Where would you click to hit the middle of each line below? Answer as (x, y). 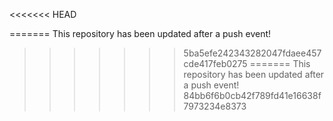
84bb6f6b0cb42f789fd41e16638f (252, 95)
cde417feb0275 (215, 63)
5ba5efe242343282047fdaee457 (252, 53)
